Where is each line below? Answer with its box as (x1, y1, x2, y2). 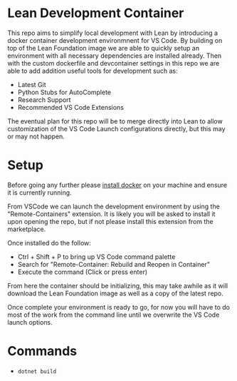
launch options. (7, 317, 53, 326)
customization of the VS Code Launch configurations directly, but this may (7, 124, 226, 133)
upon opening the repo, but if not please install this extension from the (7, 217, 214, 225)
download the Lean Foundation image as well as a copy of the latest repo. (7, 289, 224, 298)
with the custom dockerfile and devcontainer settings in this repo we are (7, 59, 220, 67)
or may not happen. (7, 132, 65, 141)
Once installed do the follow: (7, 238, 91, 247)
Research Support (17, 95, 71, 104)
